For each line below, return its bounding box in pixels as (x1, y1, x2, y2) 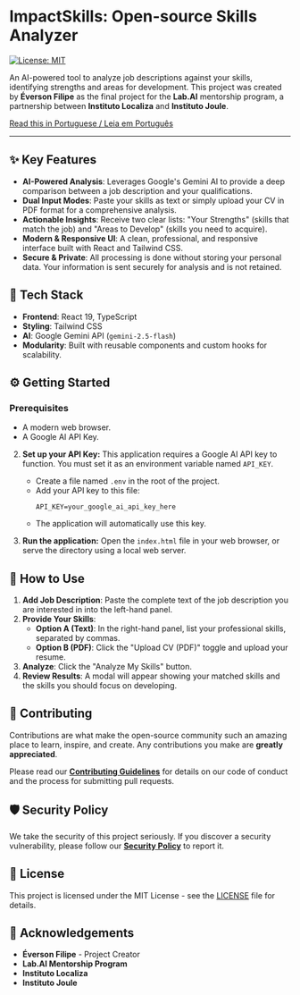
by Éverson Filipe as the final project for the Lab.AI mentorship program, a (9, 91, 284, 102)
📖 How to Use (9, 570, 85, 586)
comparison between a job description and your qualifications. (21, 185, 253, 196)
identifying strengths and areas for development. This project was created (9, 81, 283, 92)
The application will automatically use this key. (35, 519, 207, 529)
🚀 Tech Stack (9, 288, 84, 303)
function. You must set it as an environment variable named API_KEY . (21, 459, 274, 469)
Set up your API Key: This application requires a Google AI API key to (21, 449, 278, 460)
